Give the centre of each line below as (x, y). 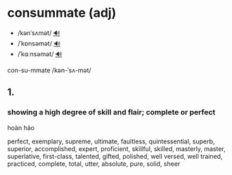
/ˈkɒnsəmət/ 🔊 (39, 43)
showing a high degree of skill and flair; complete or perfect (111, 112)
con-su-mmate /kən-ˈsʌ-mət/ (49, 70)
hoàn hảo (21, 127)
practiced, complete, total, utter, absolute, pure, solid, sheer (94, 164)
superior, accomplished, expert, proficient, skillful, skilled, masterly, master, (117, 148)
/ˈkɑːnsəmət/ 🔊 (40, 53)
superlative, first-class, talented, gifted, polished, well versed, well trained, (115, 156)
